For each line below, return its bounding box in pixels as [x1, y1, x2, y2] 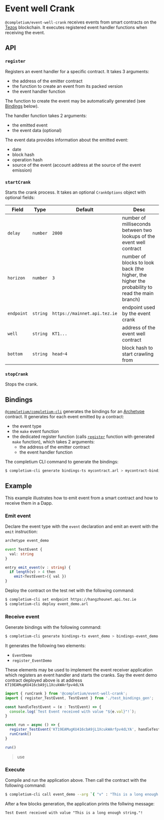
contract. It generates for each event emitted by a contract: [5, 414, 124, 420]
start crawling [122, 350, 154, 357]
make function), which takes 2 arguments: [12, 439, 95, 445]
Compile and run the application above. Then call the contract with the [5, 777, 147, 783]
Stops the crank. [5, 381, 38, 387]
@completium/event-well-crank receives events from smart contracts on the [5, 19, 157, 25]
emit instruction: [5, 529, 38, 535]
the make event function [12, 429, 60, 435]
